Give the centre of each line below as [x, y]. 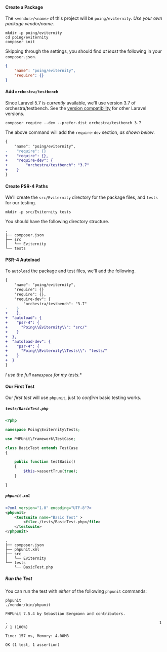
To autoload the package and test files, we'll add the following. [70, 271]
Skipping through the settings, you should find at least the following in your [83, 51]
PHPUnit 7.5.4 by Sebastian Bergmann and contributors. [65, 614]
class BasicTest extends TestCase [42, 448]
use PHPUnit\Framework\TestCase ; [40, 439]
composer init [20, 42]
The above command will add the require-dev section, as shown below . [80, 132]
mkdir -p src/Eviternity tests [38, 212]
